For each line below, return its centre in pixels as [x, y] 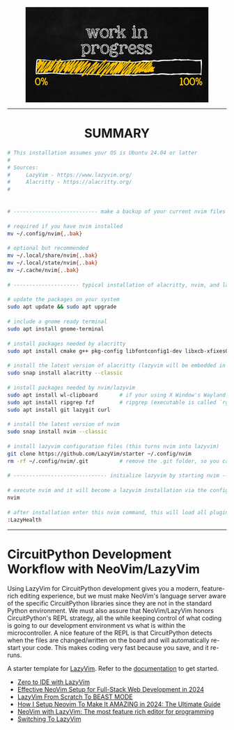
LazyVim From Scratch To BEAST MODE [75, 697]
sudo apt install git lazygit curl [59, 410]
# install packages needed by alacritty [67, 344]
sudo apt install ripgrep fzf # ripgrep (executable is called [112, 402]
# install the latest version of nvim [63, 424]
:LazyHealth [24, 520]
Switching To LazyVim [49, 719]
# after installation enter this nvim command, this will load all [107, 512]
